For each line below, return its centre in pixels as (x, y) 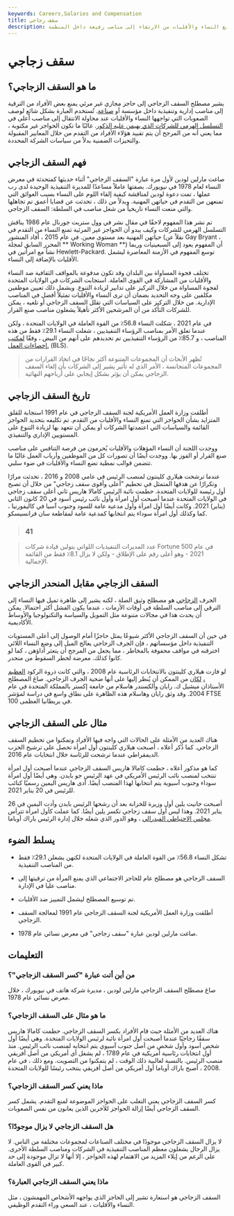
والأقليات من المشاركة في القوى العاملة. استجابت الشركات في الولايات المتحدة (110, 280)
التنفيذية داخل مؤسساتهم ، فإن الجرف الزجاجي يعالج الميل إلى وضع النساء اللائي (111, 643)
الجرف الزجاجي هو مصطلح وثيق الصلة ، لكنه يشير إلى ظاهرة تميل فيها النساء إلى (112, 600)
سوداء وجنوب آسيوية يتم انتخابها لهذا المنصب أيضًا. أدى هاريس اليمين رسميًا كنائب (112, 782)
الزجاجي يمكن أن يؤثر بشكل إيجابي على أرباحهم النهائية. (97, 374)
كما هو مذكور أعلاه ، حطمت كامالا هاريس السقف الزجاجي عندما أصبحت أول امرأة (113, 767)
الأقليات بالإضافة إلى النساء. (43, 259)
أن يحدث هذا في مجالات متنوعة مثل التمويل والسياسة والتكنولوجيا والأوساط (105, 615)
